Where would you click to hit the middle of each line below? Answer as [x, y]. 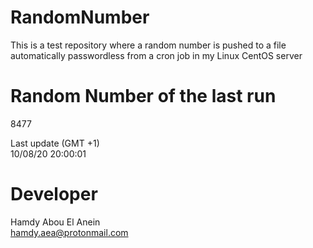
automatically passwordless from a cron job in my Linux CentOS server [156, 55]
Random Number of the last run [143, 96]
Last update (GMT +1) [55, 143]
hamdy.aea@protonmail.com [69, 232]
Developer [54, 194]
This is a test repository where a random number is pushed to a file [148, 45]
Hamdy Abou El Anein [55, 222]
